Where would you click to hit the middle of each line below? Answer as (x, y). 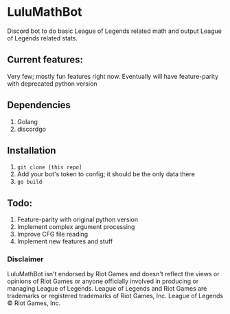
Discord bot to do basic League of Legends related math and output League (114, 31)
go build (30, 182)
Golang (27, 121)
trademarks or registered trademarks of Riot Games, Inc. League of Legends (115, 296)
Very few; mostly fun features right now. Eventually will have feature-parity (113, 76)
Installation (32, 150)
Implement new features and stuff (65, 241)
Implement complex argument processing (76, 227)
